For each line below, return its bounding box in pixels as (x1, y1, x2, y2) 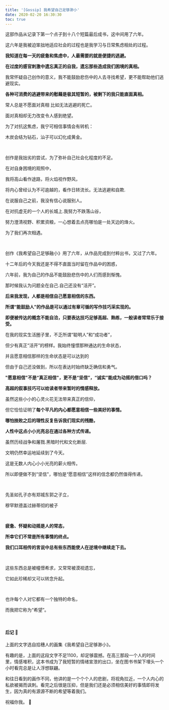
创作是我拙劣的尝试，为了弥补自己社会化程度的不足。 (5, 155, 116, 161)
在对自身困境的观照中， (5, 165, 54, 172)
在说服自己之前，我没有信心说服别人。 (5, 197, 84, 204)
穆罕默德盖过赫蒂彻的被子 (5, 502, 58, 509)
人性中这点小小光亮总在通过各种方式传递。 (5, 428, 94, 434)
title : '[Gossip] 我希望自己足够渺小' (5, 7, 79, 13)
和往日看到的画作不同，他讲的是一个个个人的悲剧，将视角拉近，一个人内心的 (5, 675, 164, 682)
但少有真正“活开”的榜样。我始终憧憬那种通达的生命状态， (5, 342, 124, 348)
